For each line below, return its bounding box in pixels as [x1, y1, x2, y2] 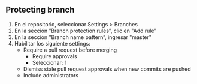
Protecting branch [5, 5, 75, 15]
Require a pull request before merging [23, 46, 117, 53]
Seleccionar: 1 [32, 59, 67, 66]
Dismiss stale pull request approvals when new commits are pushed [23, 65, 191, 73]
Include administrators [23, 71, 79, 79]
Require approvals [32, 52, 77, 59]
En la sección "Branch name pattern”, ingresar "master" [14, 33, 152, 41]
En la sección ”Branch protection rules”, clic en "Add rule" [14, 27, 157, 34]
